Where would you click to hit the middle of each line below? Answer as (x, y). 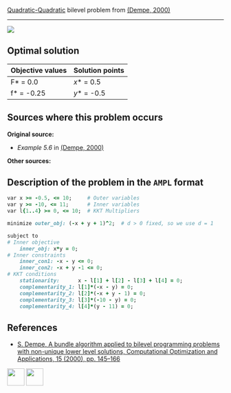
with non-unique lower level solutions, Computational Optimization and (117, 352)
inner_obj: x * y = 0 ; (49, 248)
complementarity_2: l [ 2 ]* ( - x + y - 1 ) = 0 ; (83, 293)
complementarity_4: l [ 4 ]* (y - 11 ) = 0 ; (77, 306)
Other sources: (29, 160)
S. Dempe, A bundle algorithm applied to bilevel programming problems (118, 344)
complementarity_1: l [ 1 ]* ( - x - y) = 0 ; (77, 287)
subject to (23, 236)
